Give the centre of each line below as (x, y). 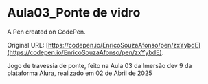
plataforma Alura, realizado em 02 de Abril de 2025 (80, 73)
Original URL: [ (28, 45)
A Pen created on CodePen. (46, 32)
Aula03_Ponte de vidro (74, 13)
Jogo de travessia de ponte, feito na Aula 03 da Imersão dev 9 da (100, 65)
